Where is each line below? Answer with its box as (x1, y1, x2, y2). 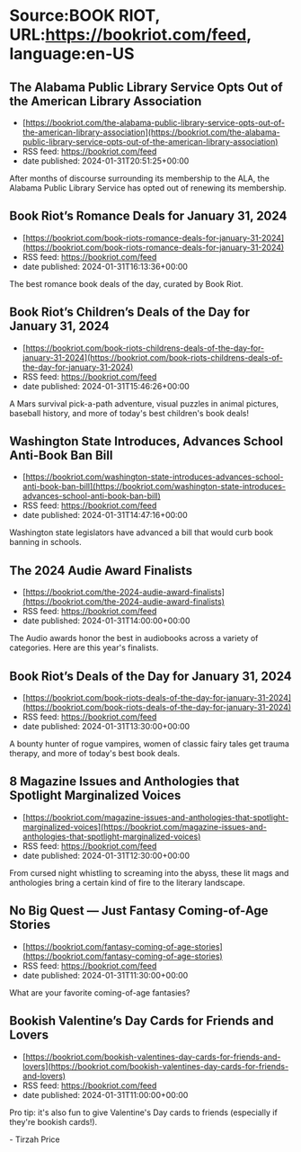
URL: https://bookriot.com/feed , (9, 24, 252, 45)
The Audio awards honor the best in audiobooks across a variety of (9, 633, 259, 644)
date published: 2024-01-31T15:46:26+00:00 (22, 380, 190, 391)
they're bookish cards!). (9, 1116, 98, 1127)
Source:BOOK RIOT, (9, 5, 160, 26)
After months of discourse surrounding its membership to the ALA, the (9, 173, 270, 183)
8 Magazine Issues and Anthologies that (9, 774, 240, 790)
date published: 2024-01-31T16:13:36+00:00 (22, 261, 189, 272)
